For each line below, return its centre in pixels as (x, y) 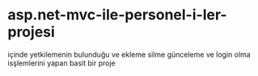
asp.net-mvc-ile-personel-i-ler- (117, 15)
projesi (32, 32)
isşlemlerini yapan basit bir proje (61, 63)
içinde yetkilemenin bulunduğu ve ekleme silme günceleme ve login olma (129, 54)
